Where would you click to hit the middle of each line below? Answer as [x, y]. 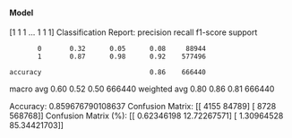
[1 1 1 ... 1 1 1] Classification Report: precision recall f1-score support [133, 32]
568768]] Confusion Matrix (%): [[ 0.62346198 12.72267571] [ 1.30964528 [146, 116]
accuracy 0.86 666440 [107, 73]
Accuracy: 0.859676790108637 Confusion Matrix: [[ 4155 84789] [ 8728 [143, 107]
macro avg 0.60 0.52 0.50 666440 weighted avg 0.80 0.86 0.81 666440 [142, 89]
